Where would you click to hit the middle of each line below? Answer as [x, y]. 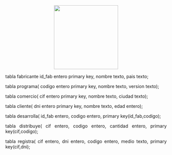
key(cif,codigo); [22, 131]
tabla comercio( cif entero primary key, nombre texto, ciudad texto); [77, 96]
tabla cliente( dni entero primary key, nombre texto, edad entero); [74, 106]
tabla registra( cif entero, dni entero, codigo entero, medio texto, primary [86, 141]
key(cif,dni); [18, 147]
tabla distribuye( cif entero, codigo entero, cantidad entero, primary [86, 126]
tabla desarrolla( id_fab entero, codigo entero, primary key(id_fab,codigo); [83, 116]
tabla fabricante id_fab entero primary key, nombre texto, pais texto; [77, 76]
